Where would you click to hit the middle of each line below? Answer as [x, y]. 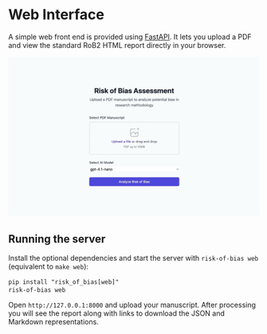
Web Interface [57, 15]
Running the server [57, 239]
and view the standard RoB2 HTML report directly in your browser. [117, 45]
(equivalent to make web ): [49, 267]
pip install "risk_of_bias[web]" [64, 282]
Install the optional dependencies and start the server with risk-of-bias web [133, 258]
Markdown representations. [54, 322]
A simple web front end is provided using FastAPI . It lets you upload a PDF [130, 37]
